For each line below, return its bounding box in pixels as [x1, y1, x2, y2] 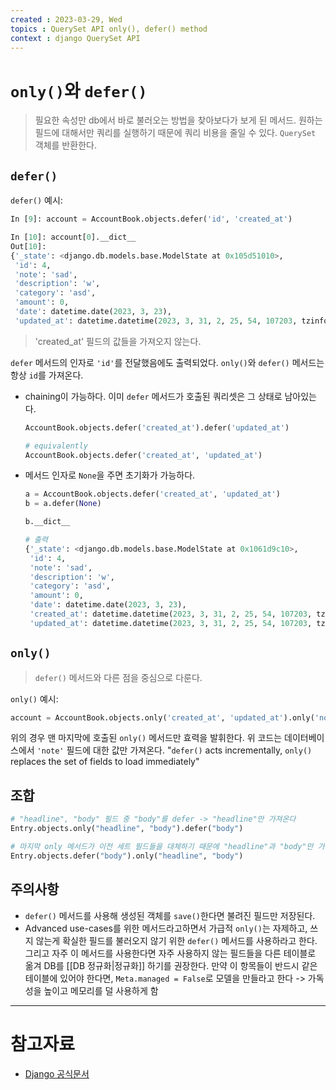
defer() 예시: [10, 194, 63, 206]
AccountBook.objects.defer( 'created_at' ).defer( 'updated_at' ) [24, 422, 290, 433]
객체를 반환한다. [34, 139, 97, 151]
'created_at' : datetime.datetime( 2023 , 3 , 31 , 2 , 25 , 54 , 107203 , [29, 609, 313, 619]
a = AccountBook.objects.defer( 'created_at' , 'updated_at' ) [24, 489, 281, 500]
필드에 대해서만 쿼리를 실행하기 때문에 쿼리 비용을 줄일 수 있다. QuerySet [34, 127, 317, 139]
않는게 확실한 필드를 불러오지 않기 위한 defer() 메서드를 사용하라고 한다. [35, 934, 318, 946]
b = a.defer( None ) [24, 499, 102, 509]
